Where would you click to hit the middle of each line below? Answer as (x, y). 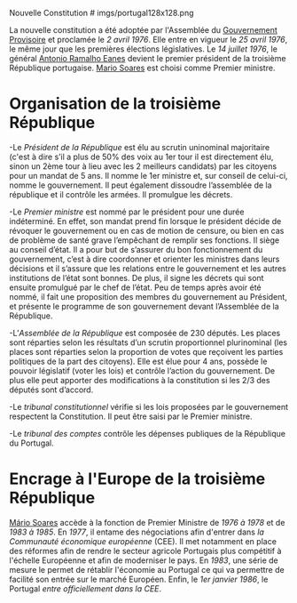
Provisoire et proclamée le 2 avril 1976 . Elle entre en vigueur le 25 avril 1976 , (148, 40)
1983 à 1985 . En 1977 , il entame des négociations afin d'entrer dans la (137, 532)
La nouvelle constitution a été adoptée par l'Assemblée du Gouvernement (143, 30)
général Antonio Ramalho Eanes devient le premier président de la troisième (148, 58)
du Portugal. (32, 443)
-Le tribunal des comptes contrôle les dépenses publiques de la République (148, 433)
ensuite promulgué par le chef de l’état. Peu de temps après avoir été (135, 287)
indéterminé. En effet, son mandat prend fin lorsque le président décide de (145, 221)
